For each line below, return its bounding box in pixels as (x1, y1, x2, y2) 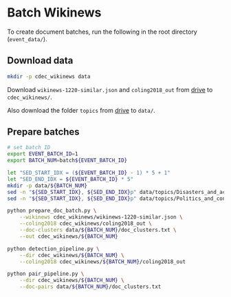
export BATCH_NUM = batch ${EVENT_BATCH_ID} (7, 157, 128, 164)
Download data (7, 55, 74, 67)
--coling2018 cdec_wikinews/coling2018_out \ (19, 220, 153, 228)
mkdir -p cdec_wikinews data (7, 73, 91, 80)
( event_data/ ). (7, 34, 47, 43)
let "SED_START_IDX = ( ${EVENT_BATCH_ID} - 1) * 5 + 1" (7, 170, 170, 177)
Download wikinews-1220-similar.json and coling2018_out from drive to (7, 85, 213, 93)
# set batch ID (7, 144, 51, 151)
